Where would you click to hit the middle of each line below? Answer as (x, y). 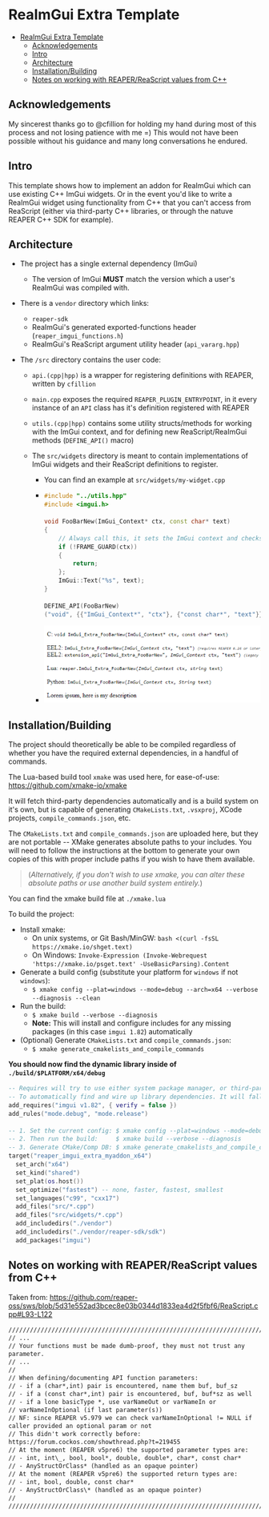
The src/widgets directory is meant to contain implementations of (140, 456)
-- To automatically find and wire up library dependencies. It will (127, 1097)
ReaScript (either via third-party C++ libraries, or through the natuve (121, 211)
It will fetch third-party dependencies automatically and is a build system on (133, 801)
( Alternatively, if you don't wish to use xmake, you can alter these (137, 875)
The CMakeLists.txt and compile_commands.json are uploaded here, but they (133, 833)
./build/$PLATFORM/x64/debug (57, 1074)
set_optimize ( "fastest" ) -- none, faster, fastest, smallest (120, 1190)
